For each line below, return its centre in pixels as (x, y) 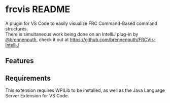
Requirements (28, 78)
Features (20, 61)
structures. (16, 28)
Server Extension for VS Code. (37, 96)
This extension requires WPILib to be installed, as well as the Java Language (85, 90)
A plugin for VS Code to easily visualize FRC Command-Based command (81, 23)
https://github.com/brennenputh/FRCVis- (113, 40)
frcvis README (38, 9)
